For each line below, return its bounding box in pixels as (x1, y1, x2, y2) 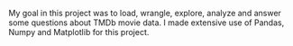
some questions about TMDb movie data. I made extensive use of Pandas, (8, 17, 285, 28)
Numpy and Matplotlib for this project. (8, 27, 150, 37)
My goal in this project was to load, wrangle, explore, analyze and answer (8, 8, 281, 18)
